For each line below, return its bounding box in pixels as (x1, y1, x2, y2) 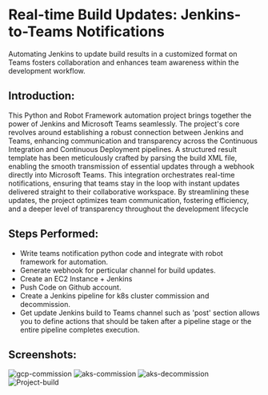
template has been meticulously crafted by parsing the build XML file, (8, 153, 238, 162)
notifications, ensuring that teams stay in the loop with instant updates (8, 178, 240, 188)
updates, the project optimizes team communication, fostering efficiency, (8, 195, 250, 205)
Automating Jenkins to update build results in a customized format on (8, 49, 238, 58)
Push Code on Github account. (19, 282, 122, 292)
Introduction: (8, 90, 75, 103)
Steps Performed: (8, 227, 99, 241)
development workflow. (8, 66, 86, 75)
